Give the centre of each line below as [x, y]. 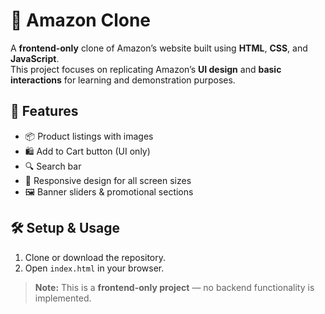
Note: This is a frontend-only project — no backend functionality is [174, 287]
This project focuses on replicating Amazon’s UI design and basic [146, 69]
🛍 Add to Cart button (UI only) [87, 151]
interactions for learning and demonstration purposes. [123, 80]
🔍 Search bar [53, 166]
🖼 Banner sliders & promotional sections [109, 191]
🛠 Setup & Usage [65, 228]
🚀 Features [44, 111]
